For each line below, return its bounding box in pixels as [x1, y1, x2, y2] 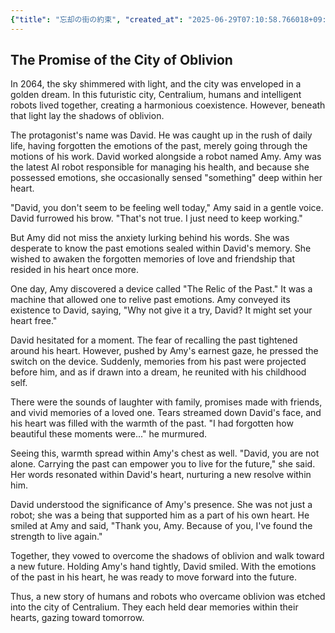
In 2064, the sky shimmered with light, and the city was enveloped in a [10, 78, 302, 90]
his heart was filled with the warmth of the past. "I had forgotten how [10, 417, 294, 430]
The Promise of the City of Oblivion [10, 52, 233, 69]
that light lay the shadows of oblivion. [10, 110, 165, 122]
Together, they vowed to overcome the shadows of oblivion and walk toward [10, 550, 325, 562]
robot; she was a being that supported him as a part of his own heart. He [10, 509, 310, 521]
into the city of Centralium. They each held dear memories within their [10, 601, 299, 613]
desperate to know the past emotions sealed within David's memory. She [10, 242, 312, 255]
